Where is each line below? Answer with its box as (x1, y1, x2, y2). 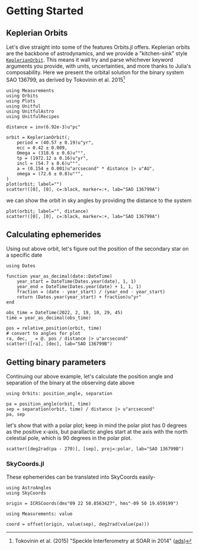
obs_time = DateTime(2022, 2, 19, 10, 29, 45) (6, 310, 123, 316)
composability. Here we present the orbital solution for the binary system (6, 69, 184, 75)
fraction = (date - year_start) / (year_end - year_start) (17, 289, 166, 295)
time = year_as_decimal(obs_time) (6, 315, 92, 321)
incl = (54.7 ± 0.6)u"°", (17, 160, 81, 166)
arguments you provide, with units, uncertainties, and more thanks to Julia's (6, 62, 191, 69)
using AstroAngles (6, 485, 52, 491)
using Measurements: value (6, 511, 73, 517)
